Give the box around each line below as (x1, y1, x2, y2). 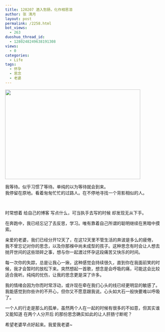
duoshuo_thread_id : (5, 35, 45, 40)
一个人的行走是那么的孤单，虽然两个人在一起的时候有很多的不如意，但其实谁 (5, 305, 160, 311)
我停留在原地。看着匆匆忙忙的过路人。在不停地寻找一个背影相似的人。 (5, 190, 147, 195)
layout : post (5, 16, 32, 21)
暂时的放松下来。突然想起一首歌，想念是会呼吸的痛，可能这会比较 (26, 266, 160, 272)
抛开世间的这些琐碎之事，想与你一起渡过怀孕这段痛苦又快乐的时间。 (5, 249, 143, 255)
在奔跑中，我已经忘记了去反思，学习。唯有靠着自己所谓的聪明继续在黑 (5, 220, 147, 226)
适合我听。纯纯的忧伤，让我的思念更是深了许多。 (5, 272, 104, 277)
